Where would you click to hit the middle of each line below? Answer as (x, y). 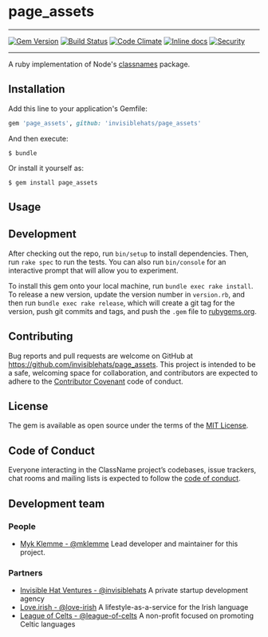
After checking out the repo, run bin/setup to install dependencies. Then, (128, 253)
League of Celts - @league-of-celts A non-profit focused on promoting (136, 616)
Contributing (41, 337)
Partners (26, 572)
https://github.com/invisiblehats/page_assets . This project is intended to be (132, 364)
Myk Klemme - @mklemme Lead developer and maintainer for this (129, 543)
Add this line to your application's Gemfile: (78, 108)
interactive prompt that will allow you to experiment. (93, 270)
